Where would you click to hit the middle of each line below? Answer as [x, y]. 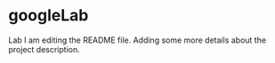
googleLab [49, 16]
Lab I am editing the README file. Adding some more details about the [137, 40]
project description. [44, 49]
